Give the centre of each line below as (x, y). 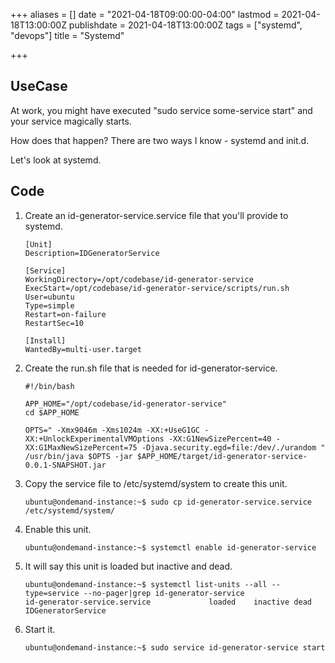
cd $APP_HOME (52, 412)
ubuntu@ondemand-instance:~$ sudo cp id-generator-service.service (168, 502)
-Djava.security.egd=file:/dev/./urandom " (233, 447)
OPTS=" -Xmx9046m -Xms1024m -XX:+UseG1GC (112, 430)
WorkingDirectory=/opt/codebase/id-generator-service (139, 279)
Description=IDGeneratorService (92, 253)
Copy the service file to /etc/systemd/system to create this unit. (156, 483)
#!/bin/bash (49, 386)
